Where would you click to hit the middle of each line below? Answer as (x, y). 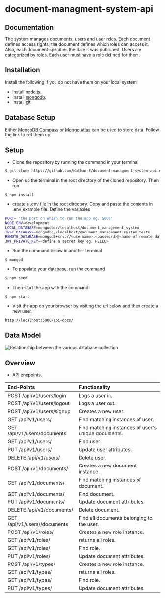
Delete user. (92, 458)
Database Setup (30, 117)
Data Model (23, 336)
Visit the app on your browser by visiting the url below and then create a (85, 306)
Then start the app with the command (50, 288)
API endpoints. (27, 375)
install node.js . (27, 92)
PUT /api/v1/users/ (30, 449)
